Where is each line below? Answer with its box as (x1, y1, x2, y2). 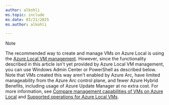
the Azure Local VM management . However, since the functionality (5, 56, 146, 62)
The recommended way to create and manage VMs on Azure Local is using (5, 50, 164, 56)
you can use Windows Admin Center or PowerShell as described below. (5, 67, 157, 73)
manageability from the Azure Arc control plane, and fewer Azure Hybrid (5, 77, 158, 83)
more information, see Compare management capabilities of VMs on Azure (5, 88, 163, 95)
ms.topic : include (5, 12, 45, 17)
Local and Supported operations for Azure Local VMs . (5, 94, 119, 100)
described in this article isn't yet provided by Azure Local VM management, (5, 61, 164, 67)
